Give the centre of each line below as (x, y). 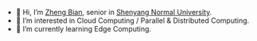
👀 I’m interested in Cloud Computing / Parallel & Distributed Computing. (132, 20)
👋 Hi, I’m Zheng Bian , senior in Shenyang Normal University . (114, 12)
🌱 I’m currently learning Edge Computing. (84, 29)
